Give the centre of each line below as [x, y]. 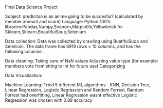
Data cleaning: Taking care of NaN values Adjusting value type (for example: [81, 61]
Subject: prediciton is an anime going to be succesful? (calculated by [74, 16]
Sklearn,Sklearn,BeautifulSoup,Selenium [45, 32]
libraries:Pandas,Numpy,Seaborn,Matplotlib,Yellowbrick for [64, 27]
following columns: [24, 51]
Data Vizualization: [24, 75]
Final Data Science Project [31, 7]
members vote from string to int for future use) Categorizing [65, 66]
